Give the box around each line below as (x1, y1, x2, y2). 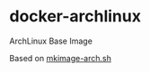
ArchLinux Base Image (9, 36, 93, 46)
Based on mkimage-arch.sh (9, 52, 112, 63)
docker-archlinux (9, 6, 142, 27)
